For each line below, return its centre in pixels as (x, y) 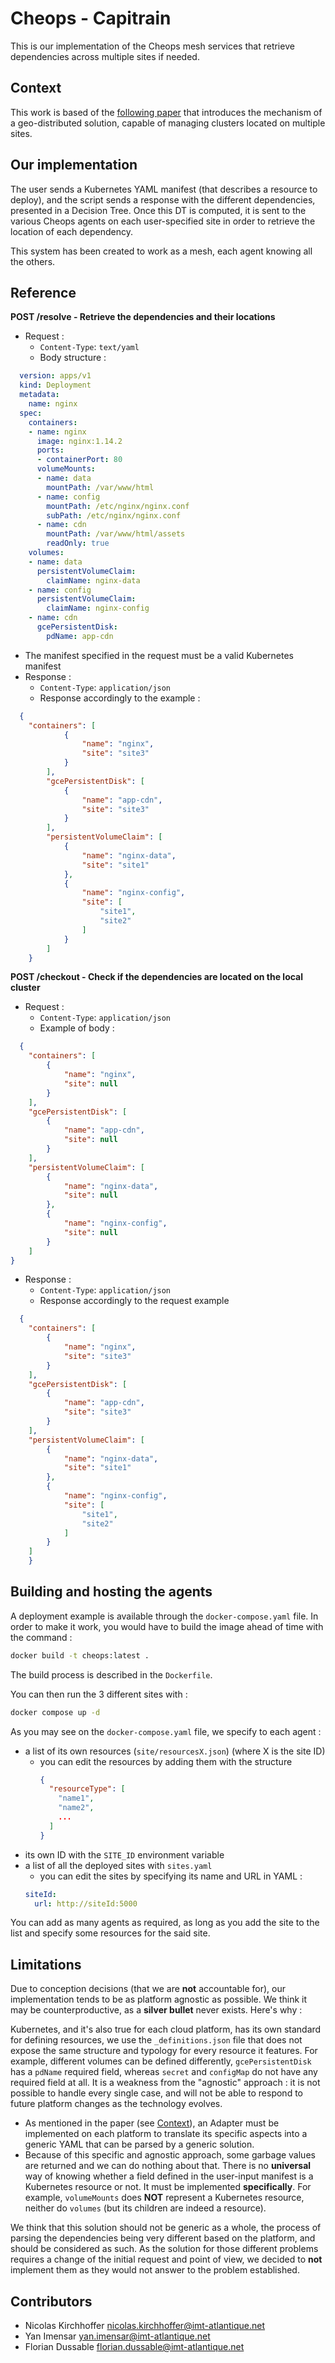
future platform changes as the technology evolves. (116, 2104)
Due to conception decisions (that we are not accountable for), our (148, 1989)
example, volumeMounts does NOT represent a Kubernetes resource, (164, 2198)
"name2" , (76, 1808)
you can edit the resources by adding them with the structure (166, 1761)
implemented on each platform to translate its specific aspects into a (166, 2134)
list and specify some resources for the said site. (110, 1933)
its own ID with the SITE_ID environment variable (124, 1854)
